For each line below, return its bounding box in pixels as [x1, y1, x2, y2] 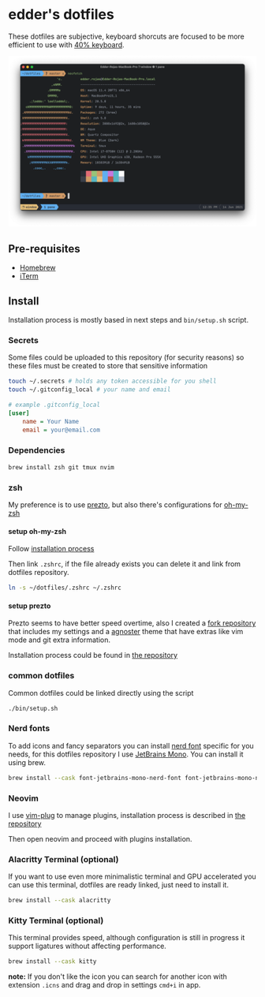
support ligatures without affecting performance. [8, 941, 167, 951]
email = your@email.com [22, 426, 101, 434]
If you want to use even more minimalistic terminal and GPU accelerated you [8, 872, 256, 881]
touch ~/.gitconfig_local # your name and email [8, 386, 171, 394]
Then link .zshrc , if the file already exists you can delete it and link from [8, 559, 241, 569]
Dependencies [8, 444, 65, 455]
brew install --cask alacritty [8, 897, 111, 905]
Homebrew [19, 263, 56, 273]
